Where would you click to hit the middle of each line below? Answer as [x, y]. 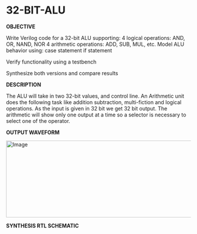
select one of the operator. [38, 121]
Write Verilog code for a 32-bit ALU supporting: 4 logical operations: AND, [96, 38]
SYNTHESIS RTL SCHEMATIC [43, 225]
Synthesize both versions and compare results [62, 73]
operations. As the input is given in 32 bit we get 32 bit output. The [87, 108]
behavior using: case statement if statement [59, 50]
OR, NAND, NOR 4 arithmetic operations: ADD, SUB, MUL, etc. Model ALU [95, 44]
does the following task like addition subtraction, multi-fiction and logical [94, 102]
